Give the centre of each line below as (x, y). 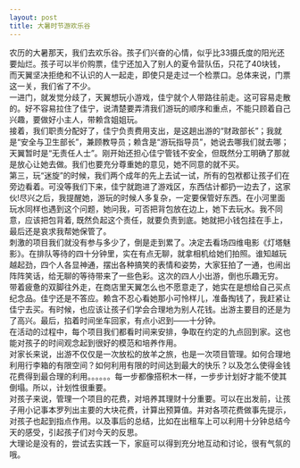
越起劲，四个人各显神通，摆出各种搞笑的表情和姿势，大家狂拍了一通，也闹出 (150, 264)
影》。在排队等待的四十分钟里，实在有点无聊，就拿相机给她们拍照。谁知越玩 (148, 253)
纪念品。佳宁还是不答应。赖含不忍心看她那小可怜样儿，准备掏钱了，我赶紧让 (150, 298)
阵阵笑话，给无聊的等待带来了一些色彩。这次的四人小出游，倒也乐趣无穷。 (146, 276)
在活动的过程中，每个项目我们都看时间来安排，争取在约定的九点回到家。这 (146, 331)
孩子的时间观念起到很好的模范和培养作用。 (103, 343)
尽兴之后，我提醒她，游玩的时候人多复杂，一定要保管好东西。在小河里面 (152, 197)
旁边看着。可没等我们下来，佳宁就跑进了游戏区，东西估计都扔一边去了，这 (146, 186)
